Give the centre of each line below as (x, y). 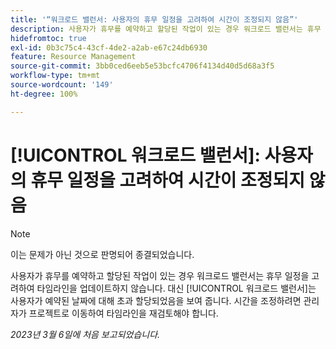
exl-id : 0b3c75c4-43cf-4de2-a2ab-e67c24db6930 (109, 47)
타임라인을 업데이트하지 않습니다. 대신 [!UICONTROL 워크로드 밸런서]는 (176, 288)
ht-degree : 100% (44, 94)
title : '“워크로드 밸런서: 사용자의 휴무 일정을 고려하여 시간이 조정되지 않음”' (154, 19)
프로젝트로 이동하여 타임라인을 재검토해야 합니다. (123, 313)
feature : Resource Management (73, 57)
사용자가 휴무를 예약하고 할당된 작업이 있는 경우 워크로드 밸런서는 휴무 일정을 (160, 275)
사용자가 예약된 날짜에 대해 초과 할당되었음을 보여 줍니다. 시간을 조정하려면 (156, 300)
